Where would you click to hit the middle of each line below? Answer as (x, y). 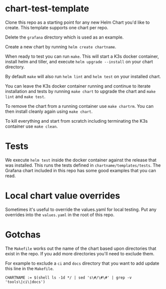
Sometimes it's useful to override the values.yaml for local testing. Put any (81, 209)
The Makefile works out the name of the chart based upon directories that (81, 248)
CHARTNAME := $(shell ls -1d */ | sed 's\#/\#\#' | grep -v (69, 278)
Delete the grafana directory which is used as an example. (64, 37)
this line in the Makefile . (29, 268)
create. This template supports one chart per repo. (57, 27)
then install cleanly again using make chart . (49, 111)
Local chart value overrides (63, 196)
